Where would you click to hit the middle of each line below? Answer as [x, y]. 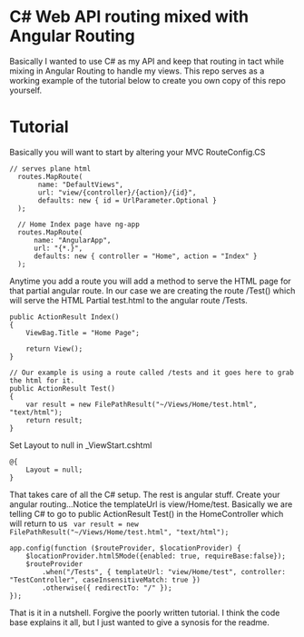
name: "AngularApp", [72, 240]
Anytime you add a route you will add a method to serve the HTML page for [151, 281]
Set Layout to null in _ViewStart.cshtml [81, 445]
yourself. [26, 90]
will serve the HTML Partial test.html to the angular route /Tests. [128, 300]
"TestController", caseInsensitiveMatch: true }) [105, 580]
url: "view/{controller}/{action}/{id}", [117, 193]
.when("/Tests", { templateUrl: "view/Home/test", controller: [164, 572]
